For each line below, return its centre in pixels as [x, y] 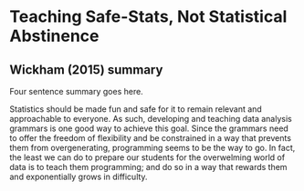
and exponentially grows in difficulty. [79, 176]
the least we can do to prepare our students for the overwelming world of [147, 157]
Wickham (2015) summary [86, 70]
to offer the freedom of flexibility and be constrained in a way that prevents [151, 138]
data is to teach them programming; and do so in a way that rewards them [148, 167]
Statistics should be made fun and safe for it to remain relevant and [136, 109]
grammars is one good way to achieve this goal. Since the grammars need [149, 128]
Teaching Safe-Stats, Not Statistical [148, 17]
